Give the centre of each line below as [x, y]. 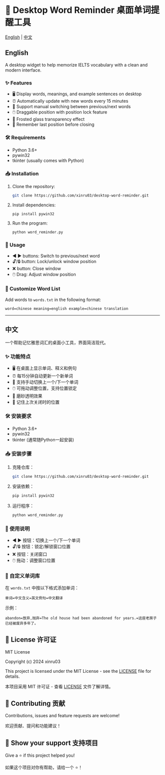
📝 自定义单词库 [23, 576]
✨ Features [19, 83]
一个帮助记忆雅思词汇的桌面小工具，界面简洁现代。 [57, 342]
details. [13, 676]
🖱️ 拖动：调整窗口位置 [34, 560]
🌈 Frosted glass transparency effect [48, 119]
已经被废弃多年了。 [22, 623]
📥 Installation [22, 174]
